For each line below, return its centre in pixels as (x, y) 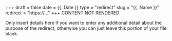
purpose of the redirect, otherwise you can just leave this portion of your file (86, 28)
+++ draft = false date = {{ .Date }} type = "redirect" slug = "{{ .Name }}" (82, 7)
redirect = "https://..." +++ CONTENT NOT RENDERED (62, 13)
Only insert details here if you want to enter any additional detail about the (83, 23)
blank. (12, 34)
